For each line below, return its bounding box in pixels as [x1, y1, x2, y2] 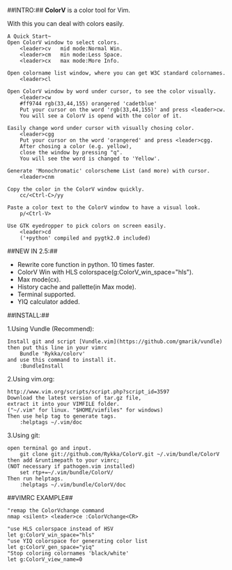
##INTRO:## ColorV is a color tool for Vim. [7, 6, 131, 14]
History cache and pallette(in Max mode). [17, 283, 137, 291]
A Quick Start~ [7, 33, 52, 40]
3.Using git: [7, 431, 40, 439]
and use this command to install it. [7, 356, 117, 363]
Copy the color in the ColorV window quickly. [7, 186, 145, 193]
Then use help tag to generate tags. [7, 413, 117, 420]
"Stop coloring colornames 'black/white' [7, 550, 130, 557]
